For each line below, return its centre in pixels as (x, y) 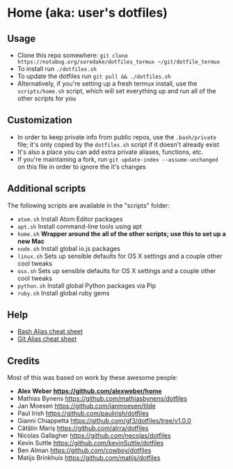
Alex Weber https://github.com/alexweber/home (89, 391)
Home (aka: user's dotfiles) (88, 13)
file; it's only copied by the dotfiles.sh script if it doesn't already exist (118, 144)
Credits (24, 361)
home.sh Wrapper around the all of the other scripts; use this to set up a (121, 233)
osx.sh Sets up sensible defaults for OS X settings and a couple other (116, 270)
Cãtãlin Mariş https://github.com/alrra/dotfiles (83, 428)
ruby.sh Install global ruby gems (63, 293)
